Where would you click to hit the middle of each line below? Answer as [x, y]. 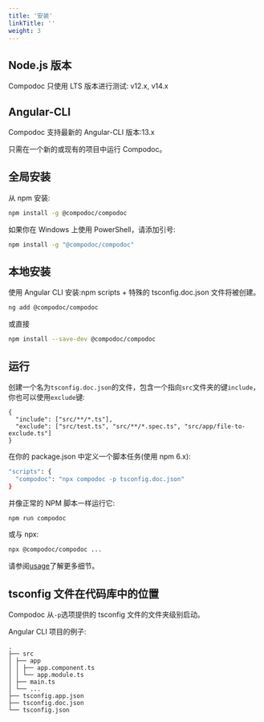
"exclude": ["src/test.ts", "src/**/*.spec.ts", [98, 426]
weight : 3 [25, 31]
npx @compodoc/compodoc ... [55, 550]
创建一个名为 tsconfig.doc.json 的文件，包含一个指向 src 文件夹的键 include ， [134, 387]
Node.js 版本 [40, 65]
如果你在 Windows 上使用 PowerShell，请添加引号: [92, 229]
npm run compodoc [37, 518]
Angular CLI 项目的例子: [47, 632]
